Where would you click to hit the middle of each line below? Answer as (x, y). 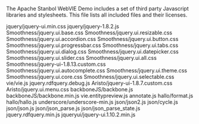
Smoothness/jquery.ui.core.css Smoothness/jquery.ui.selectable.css (90, 77)
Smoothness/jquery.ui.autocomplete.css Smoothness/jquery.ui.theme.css (97, 70)
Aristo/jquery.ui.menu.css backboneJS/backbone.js (70, 89)
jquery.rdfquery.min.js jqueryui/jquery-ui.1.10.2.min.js (71, 115)
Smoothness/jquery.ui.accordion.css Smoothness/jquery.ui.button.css (92, 39)
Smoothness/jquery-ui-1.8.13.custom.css (56, 64)
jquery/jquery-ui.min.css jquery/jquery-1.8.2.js (63, 26)
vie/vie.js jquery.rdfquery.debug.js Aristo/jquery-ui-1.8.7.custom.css (89, 83)
